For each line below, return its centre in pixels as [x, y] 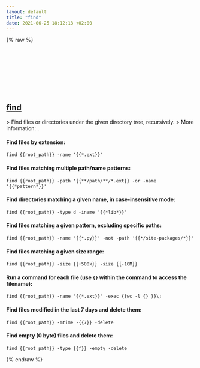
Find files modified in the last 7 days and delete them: [74, 309]
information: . [23, 128]
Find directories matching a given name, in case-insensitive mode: [91, 199]
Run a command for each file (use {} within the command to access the [96, 277]
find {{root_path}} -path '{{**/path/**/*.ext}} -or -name [81, 181]
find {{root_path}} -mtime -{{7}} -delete [60, 322]
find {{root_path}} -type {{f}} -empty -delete [67, 348]
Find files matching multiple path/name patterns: [68, 168]
